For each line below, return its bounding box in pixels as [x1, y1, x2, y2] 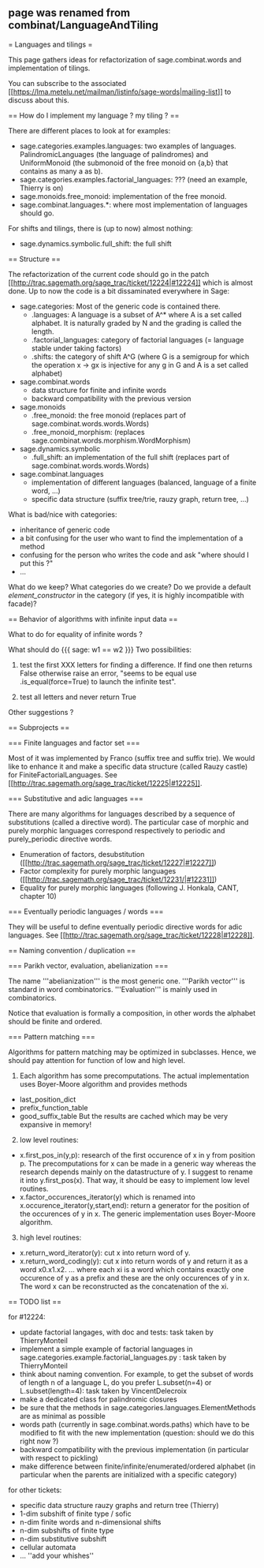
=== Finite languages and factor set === [8, 738, 140, 747]
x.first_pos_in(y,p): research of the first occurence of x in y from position [19, 1150, 256, 1159]
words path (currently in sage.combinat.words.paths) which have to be [19, 1420, 250, 1429]
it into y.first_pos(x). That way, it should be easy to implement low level [19, 1175, 250, 1184]
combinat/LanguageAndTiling [8, 19, 159, 32]
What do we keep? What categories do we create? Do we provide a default [8, 582, 251, 591]
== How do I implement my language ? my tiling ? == [8, 110, 180, 120]
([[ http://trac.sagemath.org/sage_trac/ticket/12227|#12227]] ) [19, 858, 217, 867]
